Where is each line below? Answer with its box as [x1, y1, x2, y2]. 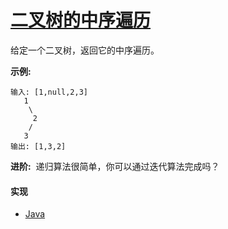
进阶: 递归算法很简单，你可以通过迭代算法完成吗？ [10, 160, 220, 172]
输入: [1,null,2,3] [10, 87, 89, 97]
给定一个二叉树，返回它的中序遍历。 [10, 44, 160, 56]
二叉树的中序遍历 [10, 9, 152, 32]
